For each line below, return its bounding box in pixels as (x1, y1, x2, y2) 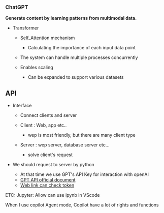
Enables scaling (20, 65, 53, 71)
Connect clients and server (20, 112, 77, 118)
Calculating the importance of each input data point (27, 45, 136, 51)
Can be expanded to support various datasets (27, 74, 124, 80)
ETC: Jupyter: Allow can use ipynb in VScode (5, 192, 100, 198)
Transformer (12, 25, 39, 31)
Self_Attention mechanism (20, 35, 75, 41)
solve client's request (27, 151, 73, 158)
